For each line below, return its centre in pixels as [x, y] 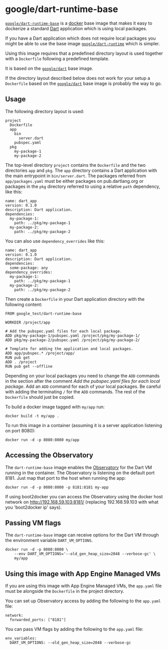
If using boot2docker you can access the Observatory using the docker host [84, 496]
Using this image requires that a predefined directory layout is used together [84, 53]
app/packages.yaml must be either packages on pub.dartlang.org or [74, 181]
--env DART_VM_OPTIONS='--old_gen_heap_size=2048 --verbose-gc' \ [85, 554]
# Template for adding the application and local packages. [69, 349]
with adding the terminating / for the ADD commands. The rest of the [75, 392]
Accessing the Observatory [49, 455]
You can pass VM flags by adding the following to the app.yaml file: [74, 629]
